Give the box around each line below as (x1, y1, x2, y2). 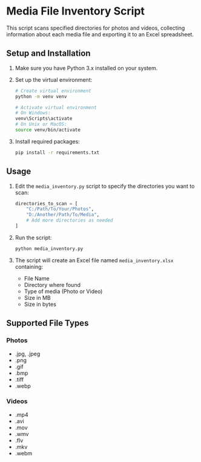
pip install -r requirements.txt (15, 150, 100, 156)
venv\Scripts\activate (15, 116, 73, 122)
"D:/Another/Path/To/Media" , (26, 212, 100, 218)
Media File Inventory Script (6, 4, 145, 18)
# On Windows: (15, 110, 51, 116)
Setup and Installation (6, 48, 91, 59)
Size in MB (24, 294, 51, 301)
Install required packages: (15, 137, 80, 145)
